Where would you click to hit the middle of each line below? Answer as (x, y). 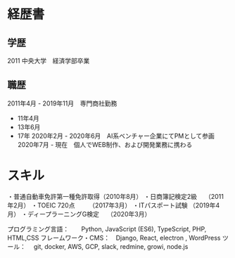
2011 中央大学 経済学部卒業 (49, 61)
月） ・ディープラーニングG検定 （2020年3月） (79, 214)
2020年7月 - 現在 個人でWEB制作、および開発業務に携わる (105, 144)
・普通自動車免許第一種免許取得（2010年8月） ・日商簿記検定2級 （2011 (115, 196)
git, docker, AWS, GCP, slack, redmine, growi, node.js (111, 246)
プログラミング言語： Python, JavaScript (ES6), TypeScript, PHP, (107, 228)
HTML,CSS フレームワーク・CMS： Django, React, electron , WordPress (114, 238)
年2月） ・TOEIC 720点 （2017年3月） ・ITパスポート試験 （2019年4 (114, 205)
